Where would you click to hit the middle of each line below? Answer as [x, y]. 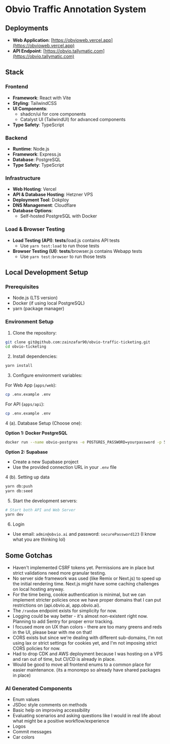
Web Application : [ [33, 40]
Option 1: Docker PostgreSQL [36, 433]
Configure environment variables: [47, 376]
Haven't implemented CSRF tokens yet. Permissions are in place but [83, 568]
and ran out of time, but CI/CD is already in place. [64, 659]
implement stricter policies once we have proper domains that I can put [87, 600]
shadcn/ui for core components [53, 114]
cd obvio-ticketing [26, 347]
